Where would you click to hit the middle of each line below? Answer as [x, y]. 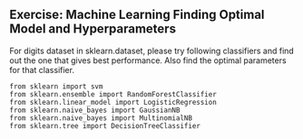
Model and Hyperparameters [93, 29]
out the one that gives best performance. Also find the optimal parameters [148, 60]
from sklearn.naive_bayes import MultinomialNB [101, 118]
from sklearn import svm [56, 86]
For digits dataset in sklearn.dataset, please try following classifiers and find [152, 51]
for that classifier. [42, 69]
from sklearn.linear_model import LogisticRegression [113, 102]
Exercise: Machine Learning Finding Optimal [137, 15]
